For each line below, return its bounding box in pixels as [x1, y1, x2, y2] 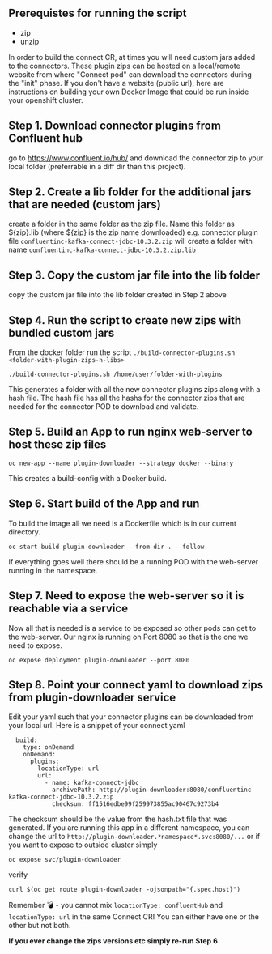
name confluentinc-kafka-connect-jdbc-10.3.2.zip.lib [8, 245, 196, 254]
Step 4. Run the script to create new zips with [8, 313, 242, 327]
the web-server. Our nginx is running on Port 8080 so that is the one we [8, 632, 249, 641]
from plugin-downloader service [8, 690, 176, 704]
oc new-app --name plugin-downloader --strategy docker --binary [8, 459, 233, 467]
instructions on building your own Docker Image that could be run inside [8, 87, 249, 96]
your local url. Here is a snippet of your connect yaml [8, 721, 185, 730]
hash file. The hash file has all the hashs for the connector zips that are [8, 393, 245, 403]
